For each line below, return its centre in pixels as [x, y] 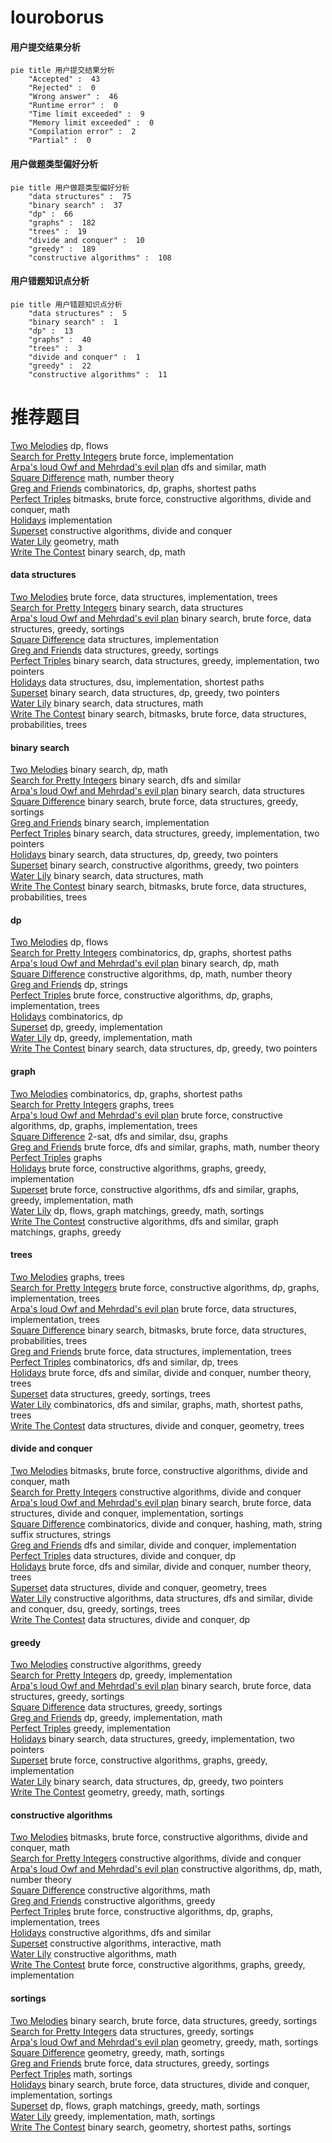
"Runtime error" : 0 [73, 106]
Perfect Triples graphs [56, 1157]
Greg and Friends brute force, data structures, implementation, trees [151, 1351]
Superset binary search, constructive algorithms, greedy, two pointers [154, 865]
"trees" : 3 [55, 348]
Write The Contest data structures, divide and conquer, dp [130, 1619]
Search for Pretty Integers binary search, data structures [127, 607]
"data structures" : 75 [80, 196]
